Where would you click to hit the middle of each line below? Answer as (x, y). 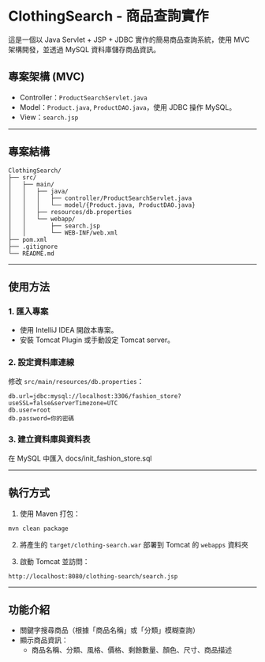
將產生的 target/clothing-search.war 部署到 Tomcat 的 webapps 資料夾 (134, 544)
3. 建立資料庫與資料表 (49, 439)
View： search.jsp (49, 117)
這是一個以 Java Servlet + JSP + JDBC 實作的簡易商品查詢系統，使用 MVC (129, 39)
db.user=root (30, 410)
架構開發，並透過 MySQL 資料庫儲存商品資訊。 (84, 49)
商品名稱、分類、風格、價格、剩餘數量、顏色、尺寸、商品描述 (132, 650)
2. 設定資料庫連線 (41, 363)
